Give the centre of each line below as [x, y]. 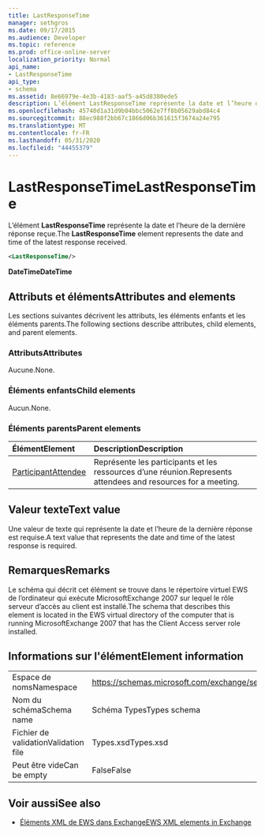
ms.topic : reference [42, 45]
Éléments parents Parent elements [75, 428]
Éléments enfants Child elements [72, 390]
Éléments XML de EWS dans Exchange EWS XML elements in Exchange [135, 822]
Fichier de [31, 733]
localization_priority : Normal [60, 60]
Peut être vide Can [45, 765]
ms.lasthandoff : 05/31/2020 [54, 140]
